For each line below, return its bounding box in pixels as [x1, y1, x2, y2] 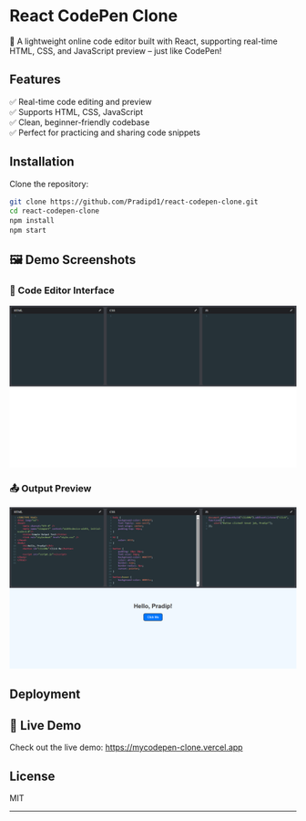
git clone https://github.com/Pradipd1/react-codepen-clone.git [9, 197, 259, 206]
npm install [9, 216, 55, 226]
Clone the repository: [9, 178, 89, 189]
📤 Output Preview [9, 482, 92, 495]
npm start [9, 226, 47, 236]
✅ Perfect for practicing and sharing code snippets [9, 127, 200, 138]
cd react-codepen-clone [9, 206, 100, 216]
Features [9, 72, 61, 88]
